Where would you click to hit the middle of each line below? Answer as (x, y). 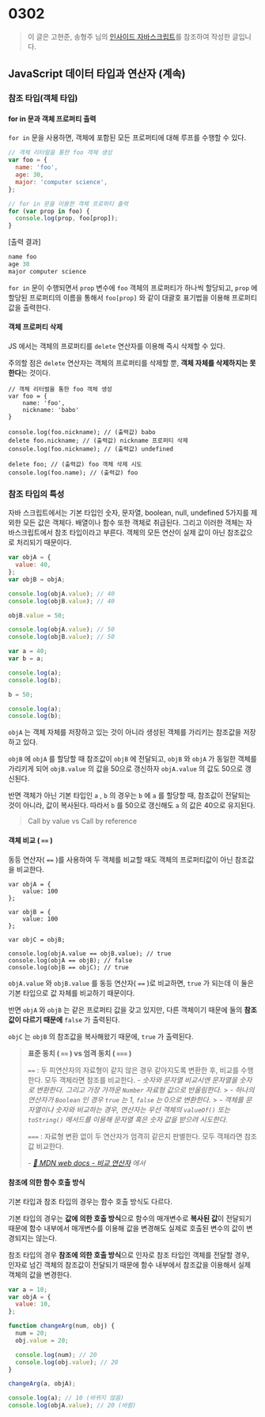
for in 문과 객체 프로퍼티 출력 (52, 119)
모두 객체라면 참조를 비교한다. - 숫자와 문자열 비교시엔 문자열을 (141, 1079)
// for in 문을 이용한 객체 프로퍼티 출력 (68, 204)
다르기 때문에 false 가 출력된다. (71, 1019)
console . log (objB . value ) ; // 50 (61, 637)
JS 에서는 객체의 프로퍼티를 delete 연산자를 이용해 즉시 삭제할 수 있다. (117, 346)
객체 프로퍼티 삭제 (36, 327)
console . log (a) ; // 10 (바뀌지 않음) (66, 1398)
